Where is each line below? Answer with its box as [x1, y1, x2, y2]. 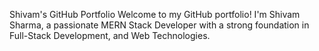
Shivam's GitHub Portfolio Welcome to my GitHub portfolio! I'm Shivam [9, 9, 301, 20]
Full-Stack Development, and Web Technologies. [9, 30, 211, 41]
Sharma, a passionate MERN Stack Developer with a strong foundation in [9, 19, 310, 31]
